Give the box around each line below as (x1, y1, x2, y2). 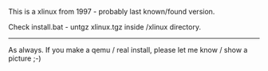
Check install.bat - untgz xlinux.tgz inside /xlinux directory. (8, 22, 202, 31)
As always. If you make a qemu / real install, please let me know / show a (8, 45, 248, 54)
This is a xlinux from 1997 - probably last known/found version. (8, 7, 215, 16)
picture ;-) (8, 53, 41, 63)
